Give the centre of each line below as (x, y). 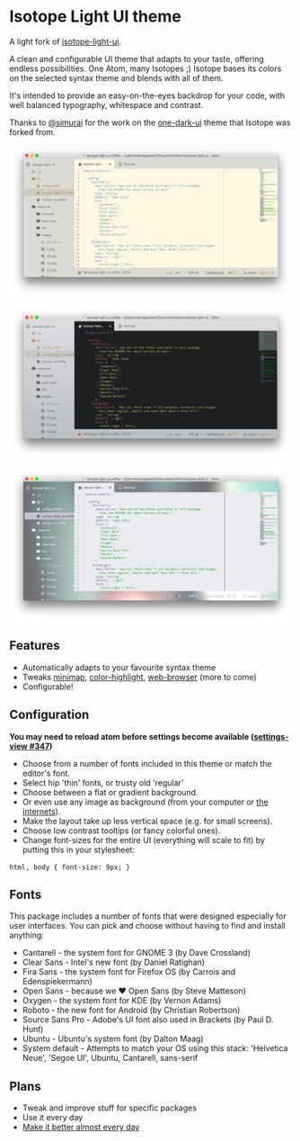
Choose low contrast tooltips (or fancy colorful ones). (121, 831)
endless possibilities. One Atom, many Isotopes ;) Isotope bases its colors (146, 68)
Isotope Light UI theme (95, 17)
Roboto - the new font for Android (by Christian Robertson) (131, 1011)
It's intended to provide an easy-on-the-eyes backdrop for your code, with (147, 95)
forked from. (32, 131)
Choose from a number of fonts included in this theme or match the (147, 763)
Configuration (49, 715)
